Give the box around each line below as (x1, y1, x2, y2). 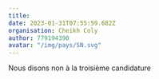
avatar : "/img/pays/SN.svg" (8, 41, 102, 49)
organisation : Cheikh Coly (8, 26, 98, 34)
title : (8, 11, 30, 20)
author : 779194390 (8, 34, 70, 42)
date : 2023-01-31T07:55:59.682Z (8, 19, 116, 27)
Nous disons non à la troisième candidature (8, 63, 152, 73)
